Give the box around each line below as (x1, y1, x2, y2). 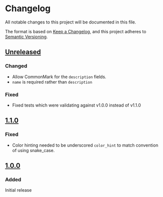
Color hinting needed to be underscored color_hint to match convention (12, 142, 159, 148)
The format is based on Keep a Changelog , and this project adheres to (5, 28, 146, 34)
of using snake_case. (12, 147, 55, 153)
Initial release (5, 187, 32, 193)
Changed (5, 63, 28, 69)
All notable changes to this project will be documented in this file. (5, 19, 137, 25)
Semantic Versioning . (5, 34, 48, 40)
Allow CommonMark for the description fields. (12, 74, 106, 80)
